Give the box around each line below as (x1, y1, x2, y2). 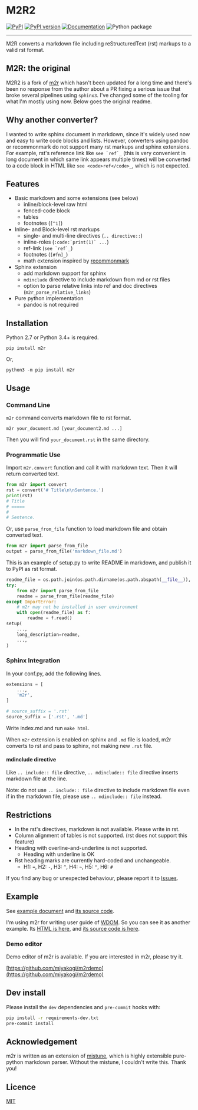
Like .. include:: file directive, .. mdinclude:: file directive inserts (6, 769, 179, 776)
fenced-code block (23, 207, 71, 214)
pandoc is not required (23, 301, 79, 308)
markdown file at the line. (6, 775, 68, 782)
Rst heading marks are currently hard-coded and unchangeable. (14, 856, 171, 864)
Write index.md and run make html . (6, 724, 90, 731)
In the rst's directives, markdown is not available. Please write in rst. (14, 825, 180, 832)
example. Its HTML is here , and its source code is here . (6, 925, 140, 932)
